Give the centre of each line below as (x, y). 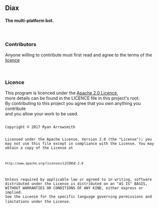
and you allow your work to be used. (42, 114)
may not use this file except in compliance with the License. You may (79, 144)
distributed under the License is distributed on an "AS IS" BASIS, (76, 183)
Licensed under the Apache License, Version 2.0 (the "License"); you (79, 139)
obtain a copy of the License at (39, 148)
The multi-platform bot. (30, 20)
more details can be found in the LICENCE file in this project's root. (72, 98)
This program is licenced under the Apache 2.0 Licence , (62, 93)
